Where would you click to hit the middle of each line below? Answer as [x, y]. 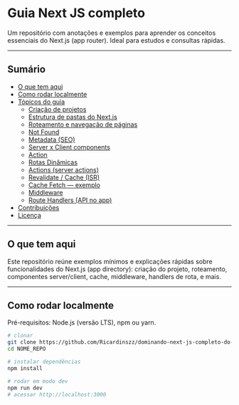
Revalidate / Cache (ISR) [64, 177]
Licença [29, 215]
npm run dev [25, 388]
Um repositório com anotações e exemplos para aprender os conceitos [112, 33]
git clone [22, 342]
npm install [25, 368]
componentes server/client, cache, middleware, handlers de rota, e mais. [115, 276]
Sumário [27, 69]
